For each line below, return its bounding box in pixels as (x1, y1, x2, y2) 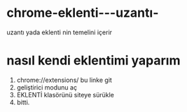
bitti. (16, 98, 30, 106)
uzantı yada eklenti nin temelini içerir (6, 28, 113, 36)
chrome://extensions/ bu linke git (16, 76, 113, 84)
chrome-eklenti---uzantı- (6, 5, 159, 21)
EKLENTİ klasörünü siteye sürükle (16, 90, 115, 99)
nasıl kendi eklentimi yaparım (6, 52, 181, 69)
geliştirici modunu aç (16, 83, 78, 92)
